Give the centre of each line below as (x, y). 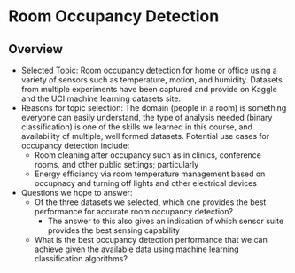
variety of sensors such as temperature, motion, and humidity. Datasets (151, 80)
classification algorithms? (81, 258)
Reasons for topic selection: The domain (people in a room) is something (154, 108)
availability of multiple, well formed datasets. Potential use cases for (145, 136)
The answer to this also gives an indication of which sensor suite (166, 221)
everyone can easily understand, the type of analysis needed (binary (147, 117)
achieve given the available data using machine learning (137, 249)
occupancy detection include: (75, 145)
